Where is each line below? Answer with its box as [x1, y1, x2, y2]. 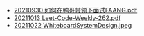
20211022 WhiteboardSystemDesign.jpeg [13, 21, 132, 29]
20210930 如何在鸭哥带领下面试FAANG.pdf [13, 6, 138, 14]
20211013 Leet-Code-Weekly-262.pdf [13, 14, 121, 22]
